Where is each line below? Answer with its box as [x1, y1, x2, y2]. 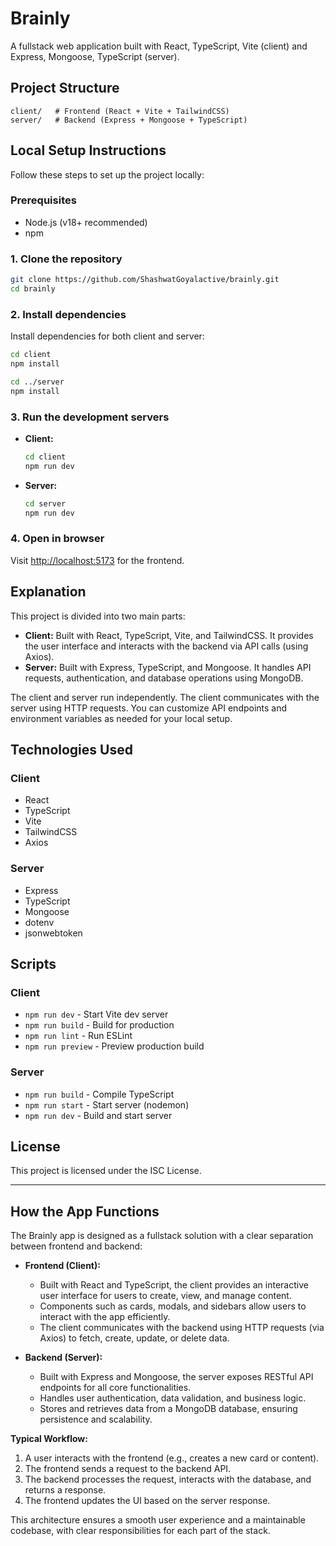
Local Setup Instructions [10, 142, 167, 159]
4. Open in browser [10, 532, 105, 546]
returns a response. [24, 1484, 107, 1496]
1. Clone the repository [10, 252, 123, 266]
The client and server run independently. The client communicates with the [10, 691, 320, 703]
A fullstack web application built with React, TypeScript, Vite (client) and [10, 40, 308, 52]
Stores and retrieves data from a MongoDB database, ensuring [39, 1403, 298, 1415]
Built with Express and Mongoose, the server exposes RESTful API [39, 1371, 314, 1383]
